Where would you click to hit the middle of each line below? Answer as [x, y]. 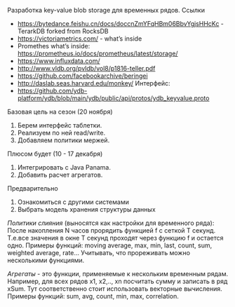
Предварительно [33, 188]
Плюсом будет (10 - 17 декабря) [55, 154]
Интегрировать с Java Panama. [64, 167]
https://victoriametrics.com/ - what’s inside [80, 39]
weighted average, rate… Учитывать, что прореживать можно [99, 253]
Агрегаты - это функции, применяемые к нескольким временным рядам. [118, 274]
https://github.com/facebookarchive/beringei [83, 76]
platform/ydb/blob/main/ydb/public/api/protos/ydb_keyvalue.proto [113, 98]
